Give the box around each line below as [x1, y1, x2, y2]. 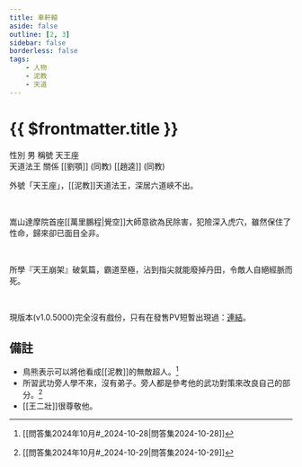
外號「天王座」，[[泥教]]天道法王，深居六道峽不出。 [9, 180, 199, 190]
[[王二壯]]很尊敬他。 [22, 401, 98, 411]
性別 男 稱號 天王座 [9, 149, 79, 160]
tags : [9, 55, 30, 64]
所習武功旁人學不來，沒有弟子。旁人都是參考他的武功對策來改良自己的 [22, 378, 283, 389]
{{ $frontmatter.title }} [9, 119, 179, 139]
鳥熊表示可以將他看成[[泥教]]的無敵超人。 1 [22, 365, 179, 377]
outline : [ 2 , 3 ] [9, 30, 70, 39]
